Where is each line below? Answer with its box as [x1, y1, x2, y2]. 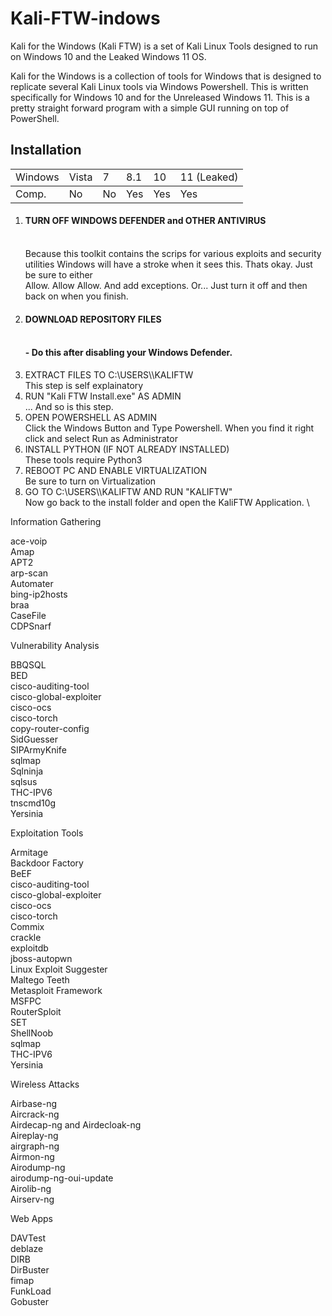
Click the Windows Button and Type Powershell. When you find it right [24, 422, 315, 434]
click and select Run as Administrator [24, 432, 178, 444]
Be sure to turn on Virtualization [24, 475, 157, 487]
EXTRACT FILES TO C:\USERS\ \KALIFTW [24, 368, 194, 381]
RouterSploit [10, 1005, 62, 1017]
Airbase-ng [10, 1097, 58, 1109]
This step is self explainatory [24, 379, 144, 391]
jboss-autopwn [10, 952, 73, 964]
